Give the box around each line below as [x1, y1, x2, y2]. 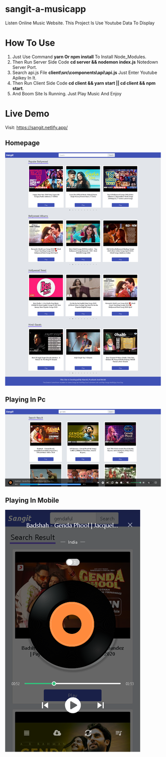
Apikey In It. [12, 74, 37, 80]
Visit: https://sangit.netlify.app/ [5, 124, 68, 130]
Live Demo [5, 108, 49, 120]
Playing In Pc [5, 396, 46, 404]
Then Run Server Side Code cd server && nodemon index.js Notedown [12, 59, 158, 65]
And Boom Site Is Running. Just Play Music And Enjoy [12, 90, 122, 96]
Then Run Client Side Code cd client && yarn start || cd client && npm [12, 80, 156, 86]
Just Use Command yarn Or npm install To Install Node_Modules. [12, 54, 147, 60]
